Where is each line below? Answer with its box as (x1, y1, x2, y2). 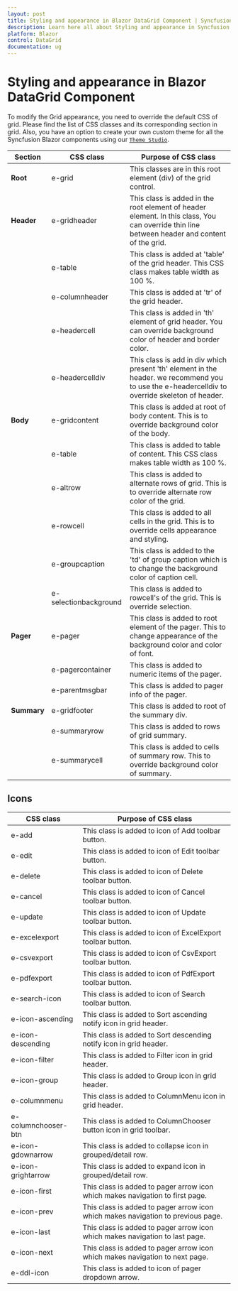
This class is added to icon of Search (82, 988, 205, 998)
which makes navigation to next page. (82, 1251, 209, 1261)
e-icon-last (11, 1226, 51, 1236)
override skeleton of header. (130, 390, 225, 400)
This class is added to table (130, 440, 221, 450)
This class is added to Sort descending (82, 1030, 212, 1040)
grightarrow (11, 1170, 50, 1180)
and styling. (130, 534, 169, 544)
